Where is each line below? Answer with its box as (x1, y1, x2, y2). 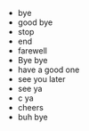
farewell (17, 45, 47, 56)
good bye (17, 17, 53, 28)
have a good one (17, 64, 80, 75)
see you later (17, 74, 66, 84)
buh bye (17, 111, 48, 122)
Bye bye (17, 55, 48, 65)
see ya (17, 84, 43, 94)
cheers (17, 102, 44, 112)
